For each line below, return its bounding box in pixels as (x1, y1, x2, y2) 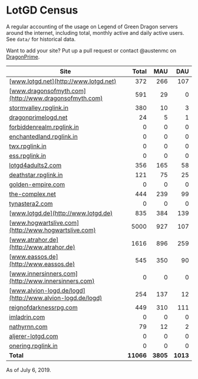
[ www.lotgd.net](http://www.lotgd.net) (9, 77, 117, 85)
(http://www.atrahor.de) (9, 243, 75, 251)
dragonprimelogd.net (9, 113, 68, 121)
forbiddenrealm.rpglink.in (9, 123, 80, 131)
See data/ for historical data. (6, 35, 76, 42)
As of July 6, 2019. (6, 366, 51, 373)
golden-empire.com (9, 180, 65, 189)
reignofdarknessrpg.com (9, 303, 78, 311)
